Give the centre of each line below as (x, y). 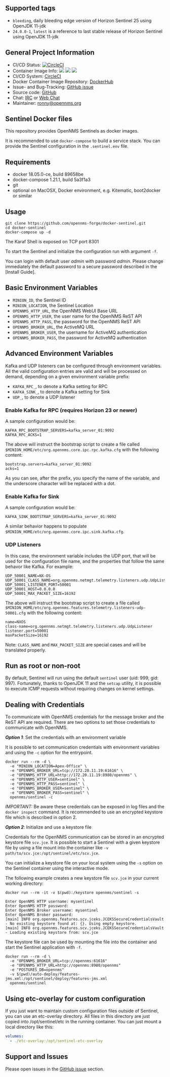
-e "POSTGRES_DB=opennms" (37, 970)
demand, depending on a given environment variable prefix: (68, 376)
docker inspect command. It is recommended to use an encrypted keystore (84, 812)
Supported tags (30, 8)
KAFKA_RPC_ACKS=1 (24, 435)
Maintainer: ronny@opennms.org (47, 103)
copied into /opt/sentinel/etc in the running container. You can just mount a (83, 1022)
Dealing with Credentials (45, 704)
